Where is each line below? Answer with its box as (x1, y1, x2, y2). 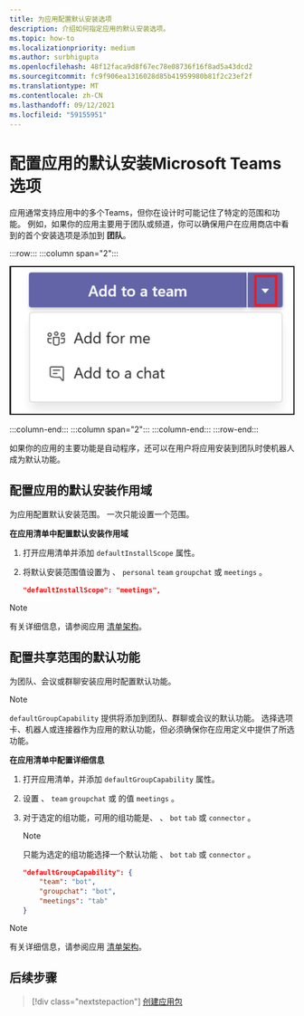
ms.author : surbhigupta (9, 53, 100, 62)
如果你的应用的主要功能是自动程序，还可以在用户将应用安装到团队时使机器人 (9, 443, 295, 454)
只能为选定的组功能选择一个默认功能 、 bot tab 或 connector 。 (22, 848, 256, 859)
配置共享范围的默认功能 (9, 650, 140, 666)
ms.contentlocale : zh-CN (9, 91, 103, 100)
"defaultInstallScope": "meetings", (22, 585, 161, 595)
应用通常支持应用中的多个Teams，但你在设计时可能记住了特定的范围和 (9, 207, 272, 218)
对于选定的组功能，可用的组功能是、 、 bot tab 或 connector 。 (22, 811, 256, 823)
